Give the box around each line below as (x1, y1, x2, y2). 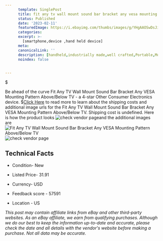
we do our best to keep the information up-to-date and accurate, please (5, 220, 150, 225)
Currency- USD (12, 181, 43, 187)
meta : (17, 43, 29, 48)
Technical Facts (5, 149, 54, 158)
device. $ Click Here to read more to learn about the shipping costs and (5, 99, 147, 105)
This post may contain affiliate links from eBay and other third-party (5, 209, 142, 215)
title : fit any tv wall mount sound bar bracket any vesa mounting (17, 12, 158, 17)
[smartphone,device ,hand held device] (22, 39, 103, 44)
